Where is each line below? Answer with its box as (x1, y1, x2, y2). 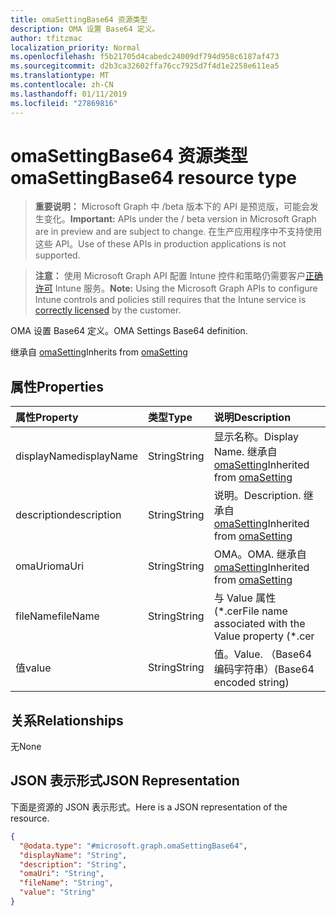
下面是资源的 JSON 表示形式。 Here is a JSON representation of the (10, 801, 288, 813)
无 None (10, 741, 42, 753)
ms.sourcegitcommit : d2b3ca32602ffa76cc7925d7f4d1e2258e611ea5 (10, 61, 280, 71)
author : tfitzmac (10, 33, 83, 43)
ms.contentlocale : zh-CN (10, 80, 114, 90)
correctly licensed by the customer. (34, 304, 182, 316)
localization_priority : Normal (10, 42, 141, 53)
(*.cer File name (213, 604, 288, 618)
